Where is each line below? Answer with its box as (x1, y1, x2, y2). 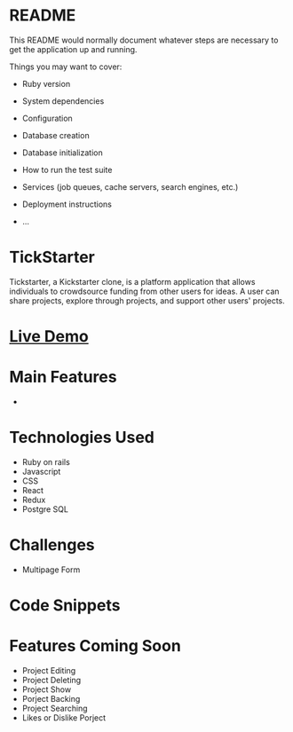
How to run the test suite (21, 164, 113, 175)
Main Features (9, 367, 117, 387)
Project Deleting (21, 675, 82, 685)
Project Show (21, 684, 72, 695)
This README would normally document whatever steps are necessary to (9, 35, 279, 45)
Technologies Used (9, 428, 155, 448)
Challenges (9, 535, 95, 555)
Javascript (21, 466, 61, 476)
